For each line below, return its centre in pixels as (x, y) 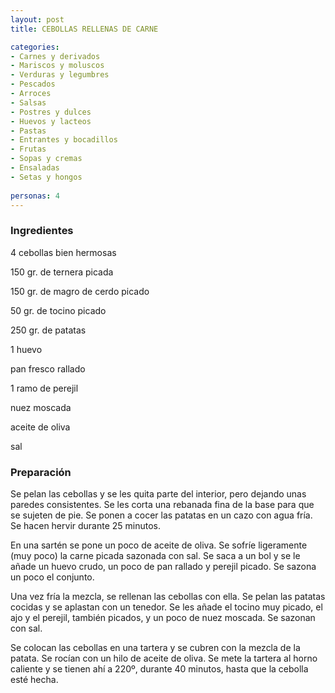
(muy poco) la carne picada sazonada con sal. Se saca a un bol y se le (155, 555)
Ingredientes (42, 231)
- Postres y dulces (51, 112)
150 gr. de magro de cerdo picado (80, 291)
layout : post (37, 19)
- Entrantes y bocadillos (64, 140)
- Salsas (28, 102)
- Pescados (33, 84)
